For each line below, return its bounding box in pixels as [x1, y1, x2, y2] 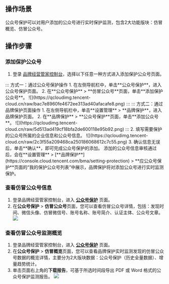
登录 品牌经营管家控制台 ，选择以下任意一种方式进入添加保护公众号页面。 [12, 70, 164, 77]
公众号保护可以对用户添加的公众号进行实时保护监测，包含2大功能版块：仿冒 [5, 19, 163, 25]
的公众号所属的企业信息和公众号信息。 [5, 132, 85, 138]
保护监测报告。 [21, 273, 53, 280]
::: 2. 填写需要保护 [125, 126, 162, 132]
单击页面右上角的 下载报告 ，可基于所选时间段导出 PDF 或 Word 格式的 [12, 267, 157, 273]
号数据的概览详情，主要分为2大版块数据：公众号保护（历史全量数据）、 [12, 255, 159, 261]
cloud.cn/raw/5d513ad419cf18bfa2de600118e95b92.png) [5, 126, 125, 132]
